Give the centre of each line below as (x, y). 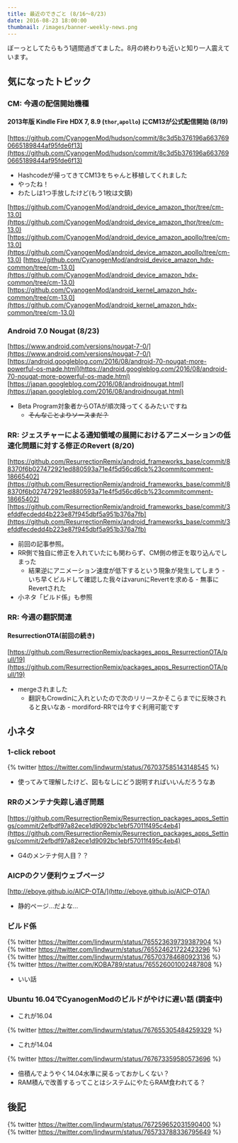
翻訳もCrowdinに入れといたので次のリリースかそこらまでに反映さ (124, 698)
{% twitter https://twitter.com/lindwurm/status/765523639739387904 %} (114, 942)
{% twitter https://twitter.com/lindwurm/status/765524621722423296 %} (114, 949)
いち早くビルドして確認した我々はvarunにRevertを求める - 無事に (124, 579)
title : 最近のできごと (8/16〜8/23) (57, 14)
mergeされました (43, 689)
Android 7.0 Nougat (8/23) (53, 330)
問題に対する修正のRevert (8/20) (78, 446)
